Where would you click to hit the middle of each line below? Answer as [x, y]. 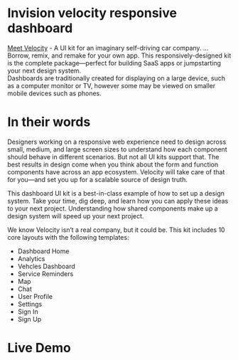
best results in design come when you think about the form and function [113, 164]
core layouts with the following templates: [68, 237]
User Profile [35, 296]
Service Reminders [45, 274]
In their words [49, 122]
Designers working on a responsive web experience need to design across [117, 142]
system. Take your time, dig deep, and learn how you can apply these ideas [118, 201]
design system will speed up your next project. [76, 216]
